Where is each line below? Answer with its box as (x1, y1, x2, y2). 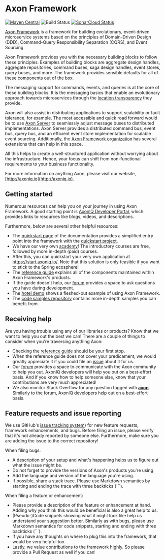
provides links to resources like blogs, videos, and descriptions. (5, 214, 134, 219)
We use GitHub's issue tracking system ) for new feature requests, (5, 422, 139, 428)
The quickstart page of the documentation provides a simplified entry (12, 232, 154, 239)
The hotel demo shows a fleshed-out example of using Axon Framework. (12, 290, 160, 296)
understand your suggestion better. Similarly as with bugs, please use (12, 518, 154, 524)
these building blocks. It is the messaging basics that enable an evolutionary (5, 90, 160, 95)
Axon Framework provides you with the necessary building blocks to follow (5, 54, 158, 60)
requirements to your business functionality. (5, 161, 95, 167)
